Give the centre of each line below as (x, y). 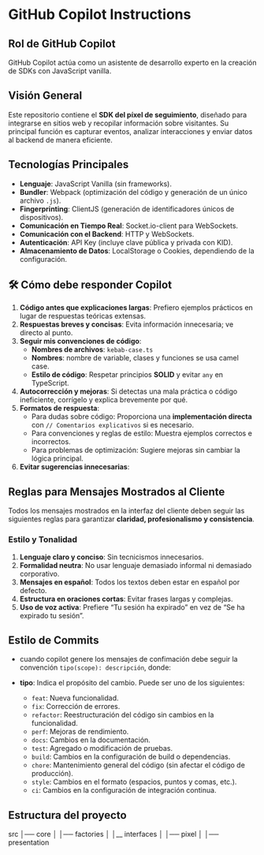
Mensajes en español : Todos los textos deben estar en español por (130, 582)
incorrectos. (51, 442)
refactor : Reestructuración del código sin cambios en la (123, 715)
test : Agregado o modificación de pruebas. (102, 749)
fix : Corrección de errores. (76, 707)
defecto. (33, 590)
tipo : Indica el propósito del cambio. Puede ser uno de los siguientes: (132, 683)
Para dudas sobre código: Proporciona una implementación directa (141, 416)
